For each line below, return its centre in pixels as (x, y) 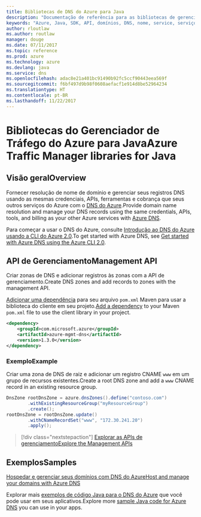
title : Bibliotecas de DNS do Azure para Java (65, 12)
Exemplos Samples (42, 462)
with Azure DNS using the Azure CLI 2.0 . (56, 242)
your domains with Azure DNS (43, 483)
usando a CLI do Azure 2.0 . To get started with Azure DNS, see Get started (98, 236)
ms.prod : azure (25, 56)
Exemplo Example (32, 361)
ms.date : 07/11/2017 (32, 46)
